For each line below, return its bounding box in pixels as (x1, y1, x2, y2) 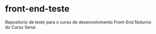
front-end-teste (5, 3, 70, 14)
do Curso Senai (5, 24, 36, 30)
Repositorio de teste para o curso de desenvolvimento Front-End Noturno (5, 19, 151, 25)
